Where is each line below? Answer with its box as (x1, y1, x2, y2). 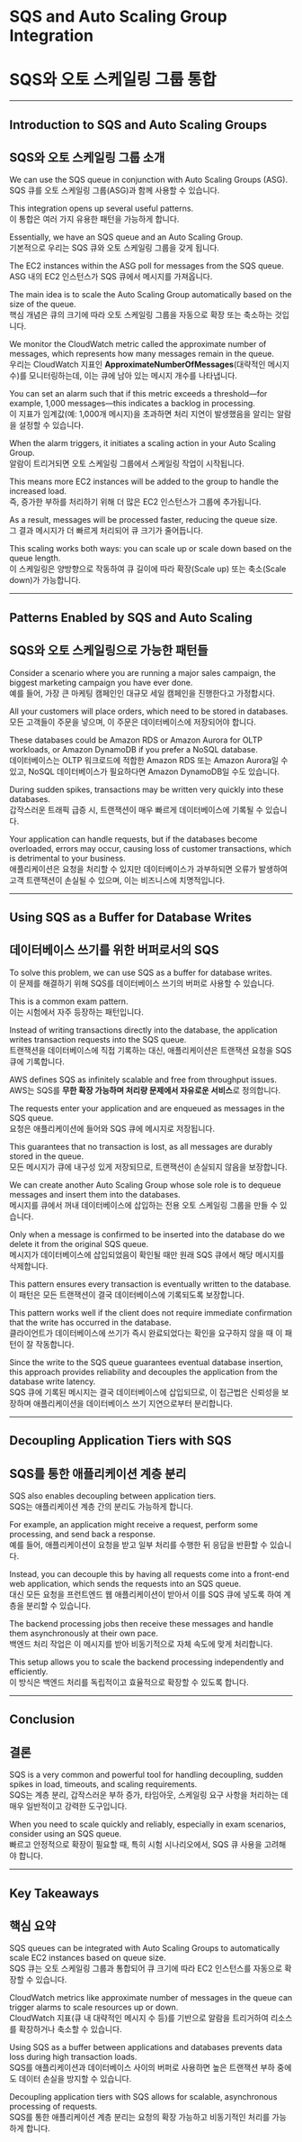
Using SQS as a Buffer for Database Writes (9, 909, 253, 925)
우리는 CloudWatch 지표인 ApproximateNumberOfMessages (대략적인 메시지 (9, 359, 290, 370)
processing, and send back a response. (9, 1528, 155, 1539)
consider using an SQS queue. (9, 1828, 122, 1839)
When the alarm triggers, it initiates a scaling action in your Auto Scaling (9, 438, 276, 449)
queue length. (9, 552, 61, 564)
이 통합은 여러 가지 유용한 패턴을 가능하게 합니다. (9, 214, 180, 224)
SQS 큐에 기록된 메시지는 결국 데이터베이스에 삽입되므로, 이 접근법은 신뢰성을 (9, 1386, 280, 1398)
